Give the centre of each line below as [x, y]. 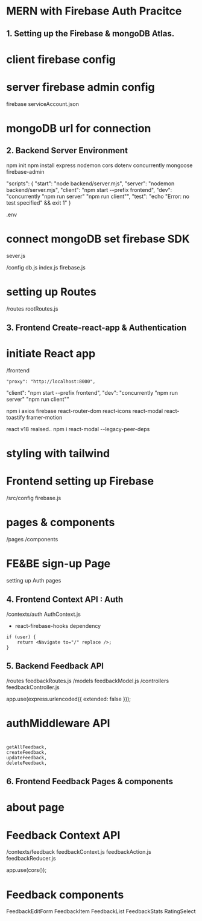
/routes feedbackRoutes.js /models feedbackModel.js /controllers [88, 681]
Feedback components [65, 895]
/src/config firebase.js [34, 498]
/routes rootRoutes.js [32, 309]
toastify [16, 417]
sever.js [16, 256]
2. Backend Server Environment [67, 150]
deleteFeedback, [27, 763]
